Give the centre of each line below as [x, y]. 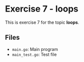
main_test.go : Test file [34, 54]
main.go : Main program [35, 49]
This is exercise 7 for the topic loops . [42, 22]
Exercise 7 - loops [42, 9]
